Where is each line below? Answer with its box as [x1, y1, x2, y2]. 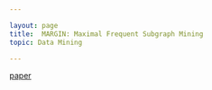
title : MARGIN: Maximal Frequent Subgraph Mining [9, 29, 204, 39]
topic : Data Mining [9, 38, 83, 47]
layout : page [9, 21, 59, 30]
